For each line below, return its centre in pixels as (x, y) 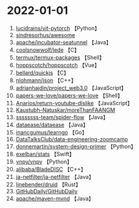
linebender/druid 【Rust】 (48, 184)
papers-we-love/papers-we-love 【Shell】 (69, 95)
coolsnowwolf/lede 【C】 (48, 50)
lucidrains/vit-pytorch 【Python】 (58, 28)
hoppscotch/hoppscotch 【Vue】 (58, 65)
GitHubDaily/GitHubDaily (47, 191)
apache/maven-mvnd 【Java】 (55, 198)
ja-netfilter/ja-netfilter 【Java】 (55, 176)
